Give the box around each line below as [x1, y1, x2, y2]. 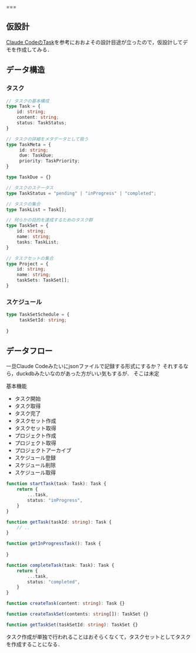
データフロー [6, 346, 53, 356]
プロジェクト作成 [14, 432, 57, 439]
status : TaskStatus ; [16, 120, 67, 126]
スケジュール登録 [14, 454, 56, 462]
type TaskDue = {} [6, 174, 51, 180]
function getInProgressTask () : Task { [6, 541, 101, 547]
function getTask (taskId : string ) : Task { [6, 519, 112, 525]
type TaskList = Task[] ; [6, 206, 67, 213]
